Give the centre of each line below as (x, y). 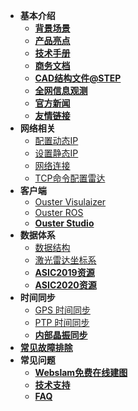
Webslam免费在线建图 (81, 372)
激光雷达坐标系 (65, 260)
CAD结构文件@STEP (78, 78)
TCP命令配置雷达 (70, 178)
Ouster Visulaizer (70, 202)
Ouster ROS (59, 212)
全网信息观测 (61, 90)
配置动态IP (56, 140)
